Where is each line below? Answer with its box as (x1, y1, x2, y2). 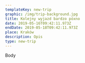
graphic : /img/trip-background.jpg (5, 12, 78, 17)
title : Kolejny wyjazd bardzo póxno (5, 16, 80, 21)
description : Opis (5, 35, 43, 40)
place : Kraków (5, 30, 34, 35)
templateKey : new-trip (5, 7, 52, 12)
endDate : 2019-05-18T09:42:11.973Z (5, 25, 78, 30)
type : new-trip (5, 39, 36, 44)
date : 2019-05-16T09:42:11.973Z (5, 21, 71, 26)
